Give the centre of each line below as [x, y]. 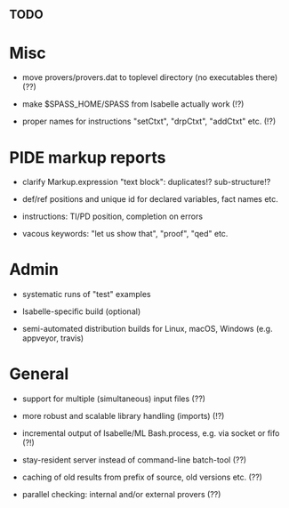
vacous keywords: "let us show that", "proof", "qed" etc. [125, 234]
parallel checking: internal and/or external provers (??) [121, 495]
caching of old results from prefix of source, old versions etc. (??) [142, 477]
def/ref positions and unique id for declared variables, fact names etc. [150, 199]
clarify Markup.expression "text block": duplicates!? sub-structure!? [146, 182]
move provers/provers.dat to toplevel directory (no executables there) [150, 77]
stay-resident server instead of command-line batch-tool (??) [134, 460]
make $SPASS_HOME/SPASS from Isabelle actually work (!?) [133, 104]
